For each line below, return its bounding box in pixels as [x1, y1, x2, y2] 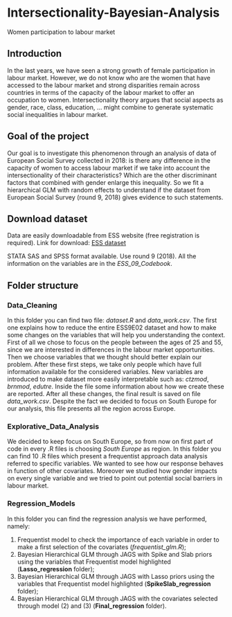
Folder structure [7, 279, 79, 292]
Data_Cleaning [7, 300, 57, 310]
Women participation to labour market [7, 28, 116, 36]
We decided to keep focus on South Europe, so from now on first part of [7, 438, 213, 446]
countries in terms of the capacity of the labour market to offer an [7, 88, 195, 96]
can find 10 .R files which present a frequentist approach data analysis [7, 452, 208, 460]
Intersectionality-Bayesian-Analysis [7, 5, 220, 21]
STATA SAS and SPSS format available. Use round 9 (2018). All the [7, 252, 197, 260]
